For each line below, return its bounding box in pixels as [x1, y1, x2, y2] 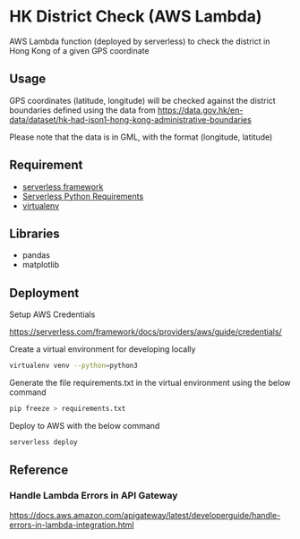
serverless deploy [9, 437, 78, 447]
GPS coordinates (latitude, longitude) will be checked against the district [9, 95, 276, 106]
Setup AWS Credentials [9, 309, 96, 320]
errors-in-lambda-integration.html [9, 519, 134, 530]
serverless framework [21, 181, 104, 192]
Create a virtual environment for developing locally [9, 344, 196, 355]
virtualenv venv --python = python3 [9, 361, 139, 371]
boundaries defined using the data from [9, 105, 157, 115]
